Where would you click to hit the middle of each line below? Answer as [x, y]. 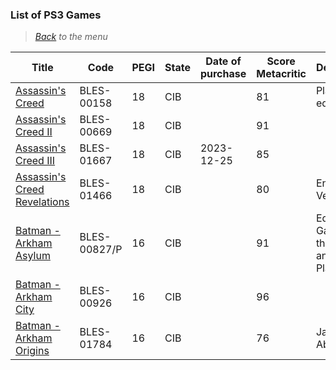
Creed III [35, 161]
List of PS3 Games [56, 15]
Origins [32, 351]
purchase [223, 74]
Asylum [33, 256]
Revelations [42, 202]
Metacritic [281, 74]
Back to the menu [71, 37]
